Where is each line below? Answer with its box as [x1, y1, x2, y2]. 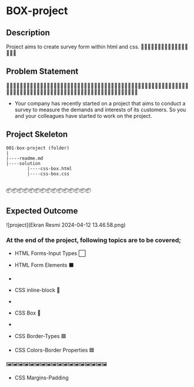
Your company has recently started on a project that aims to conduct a [14, 100, 186, 107]
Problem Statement [6, 67, 79, 77]
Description [6, 28, 50, 38]
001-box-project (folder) [6, 145, 69, 151]
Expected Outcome [6, 206, 78, 216]
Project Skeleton [6, 130, 68, 140]
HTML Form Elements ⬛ [14, 261, 74, 269]
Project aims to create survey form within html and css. [6, 43, 140, 50]
